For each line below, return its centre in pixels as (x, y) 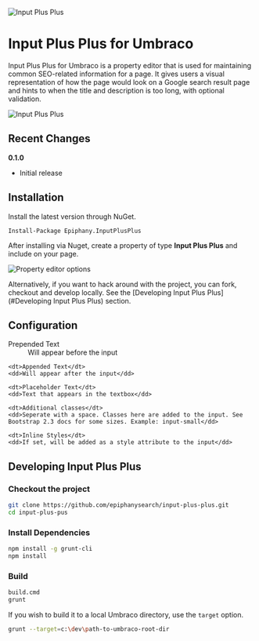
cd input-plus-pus (38, 512)
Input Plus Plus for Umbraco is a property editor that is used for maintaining (130, 65)
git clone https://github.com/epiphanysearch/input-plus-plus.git (119, 505)
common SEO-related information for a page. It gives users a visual (117, 74)
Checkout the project (49, 489)
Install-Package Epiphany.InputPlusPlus (75, 231)
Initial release (41, 173)
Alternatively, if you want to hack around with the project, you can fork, (122, 284)
